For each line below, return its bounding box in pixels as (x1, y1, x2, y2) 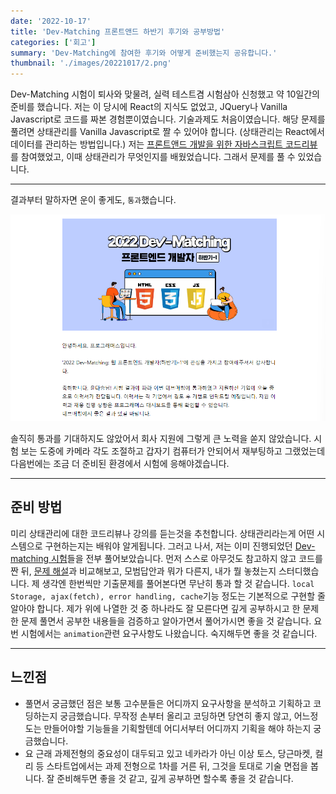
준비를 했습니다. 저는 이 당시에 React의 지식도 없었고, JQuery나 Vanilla (10, 101, 288, 113)
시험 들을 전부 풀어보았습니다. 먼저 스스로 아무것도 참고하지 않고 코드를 (51, 552, 323, 564)
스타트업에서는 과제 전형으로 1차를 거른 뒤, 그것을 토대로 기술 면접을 (46, 760, 309, 772)
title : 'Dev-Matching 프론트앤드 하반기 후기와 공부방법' (10, 26, 226, 37)
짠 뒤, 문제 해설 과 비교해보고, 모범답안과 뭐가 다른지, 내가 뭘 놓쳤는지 (10, 565, 277, 577)
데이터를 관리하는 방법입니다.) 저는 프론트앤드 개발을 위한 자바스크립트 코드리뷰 (10, 138, 318, 150)
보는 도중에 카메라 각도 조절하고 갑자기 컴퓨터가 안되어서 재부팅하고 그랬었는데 (20, 445, 326, 457)
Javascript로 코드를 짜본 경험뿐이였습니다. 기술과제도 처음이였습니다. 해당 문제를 (10, 113, 326, 125)
